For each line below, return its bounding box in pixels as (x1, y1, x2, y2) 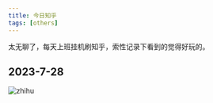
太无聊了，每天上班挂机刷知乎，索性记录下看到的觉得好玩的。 (8, 41, 210, 51)
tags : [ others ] (8, 19, 59, 27)
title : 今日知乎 (8, 11, 57, 20)
